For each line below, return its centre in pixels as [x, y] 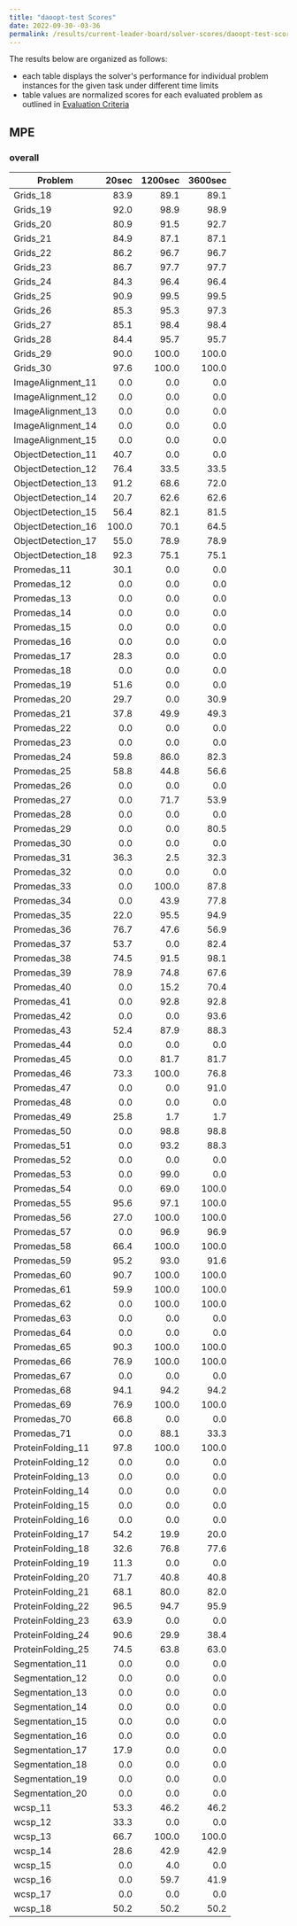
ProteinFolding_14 [52, 1491]
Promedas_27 [43, 800]
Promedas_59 [43, 1261]
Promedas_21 [43, 714]
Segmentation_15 [50, 1721]
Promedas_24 [43, 757]
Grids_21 [33, 238]
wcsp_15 [33, 1866]
